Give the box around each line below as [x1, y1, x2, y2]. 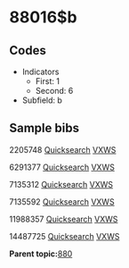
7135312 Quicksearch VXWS [9, 179, 114, 189]
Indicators [21, 66, 60, 77]
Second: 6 [35, 86, 74, 96]
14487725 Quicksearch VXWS [9, 230, 120, 241]
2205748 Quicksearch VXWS [9, 144, 117, 155]
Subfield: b [21, 95, 62, 105]
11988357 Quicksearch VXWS [9, 214, 118, 224]
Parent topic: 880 [9, 248, 73, 259]
